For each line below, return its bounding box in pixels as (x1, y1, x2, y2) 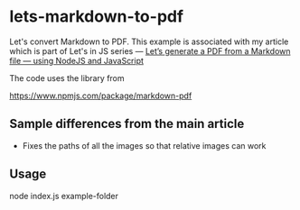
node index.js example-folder (9, 190, 119, 201)
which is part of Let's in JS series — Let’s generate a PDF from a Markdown (9, 45, 291, 56)
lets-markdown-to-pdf (9, 6, 183, 27)
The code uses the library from (9, 72, 125, 83)
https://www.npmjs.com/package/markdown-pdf (9, 90, 192, 101)
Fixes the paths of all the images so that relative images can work (22, 140, 267, 151)
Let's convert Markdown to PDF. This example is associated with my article (9, 36, 289, 47)
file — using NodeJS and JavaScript (9, 55, 145, 66)
